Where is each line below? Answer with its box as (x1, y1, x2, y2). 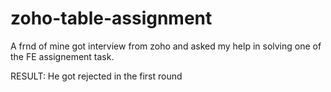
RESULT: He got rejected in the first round (10, 70, 183, 82)
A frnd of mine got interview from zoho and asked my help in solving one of (10, 40, 322, 52)
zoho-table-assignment (10, 7, 213, 30)
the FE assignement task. (10, 50, 115, 62)
